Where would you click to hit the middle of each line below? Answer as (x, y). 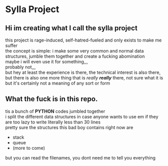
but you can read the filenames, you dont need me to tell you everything (80, 157)
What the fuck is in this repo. (52, 99)
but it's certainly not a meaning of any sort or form (58, 83)
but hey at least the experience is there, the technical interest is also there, (83, 72)
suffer (11, 46)
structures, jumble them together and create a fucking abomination (75, 56)
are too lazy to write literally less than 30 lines (53, 122)
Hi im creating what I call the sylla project (71, 28)
